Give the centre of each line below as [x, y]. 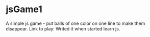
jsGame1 [24, 9]
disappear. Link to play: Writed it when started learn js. [63, 28]
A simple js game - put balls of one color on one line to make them [76, 23]
